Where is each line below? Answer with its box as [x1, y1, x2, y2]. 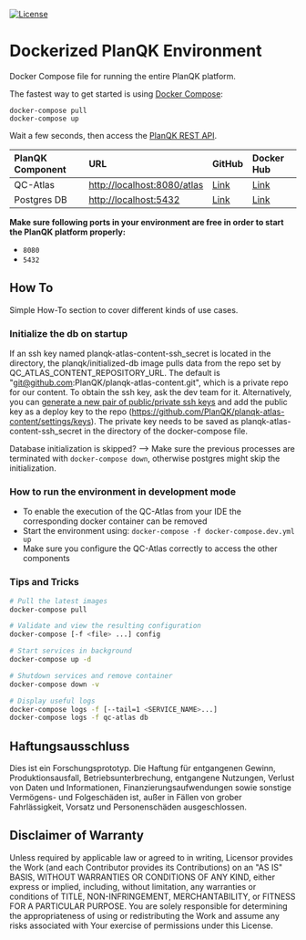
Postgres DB [14, 193, 67, 205]
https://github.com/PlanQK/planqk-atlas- [131, 406, 285, 417]
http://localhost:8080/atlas [88, 178, 204, 191]
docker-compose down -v [9, 680, 100, 689]
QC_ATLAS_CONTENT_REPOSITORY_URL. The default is [9, 368, 220, 379]
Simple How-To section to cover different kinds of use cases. [9, 304, 239, 315]
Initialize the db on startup [9, 327, 128, 339]
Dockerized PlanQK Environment [9, 41, 262, 61]
